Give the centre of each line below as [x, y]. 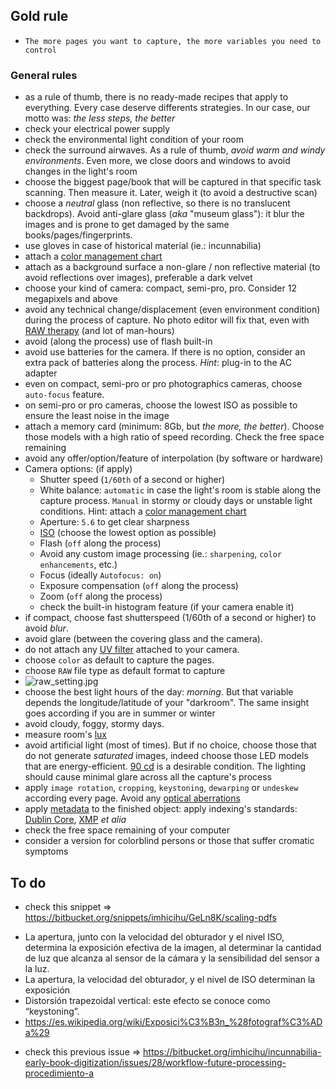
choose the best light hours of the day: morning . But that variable [159, 692]
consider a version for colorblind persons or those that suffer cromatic [169, 841]
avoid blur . [46, 628]
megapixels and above [71, 299]
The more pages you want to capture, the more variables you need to [173, 41]
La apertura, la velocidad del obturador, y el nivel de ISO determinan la [170, 979]
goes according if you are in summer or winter [120, 713]
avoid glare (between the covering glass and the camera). [143, 639]
